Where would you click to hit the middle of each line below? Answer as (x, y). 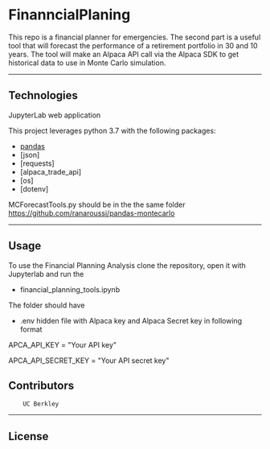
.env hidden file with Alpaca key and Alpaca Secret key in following (131, 320)
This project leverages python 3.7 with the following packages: (112, 130)
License (29, 436)
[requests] (37, 163)
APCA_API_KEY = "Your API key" (63, 344)
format (31, 329)
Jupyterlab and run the (46, 274)
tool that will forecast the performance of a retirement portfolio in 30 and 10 (133, 45)
